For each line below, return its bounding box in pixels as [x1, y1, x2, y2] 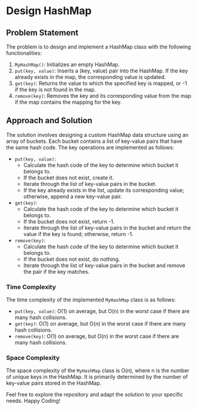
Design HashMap [6, 4, 92, 18]
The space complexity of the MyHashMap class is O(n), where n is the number [6, 367, 190, 374]
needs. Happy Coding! [6, 397, 61, 405]
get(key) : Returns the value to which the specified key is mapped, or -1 [14, 80, 187, 87]
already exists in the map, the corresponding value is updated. [14, 74, 166, 80]
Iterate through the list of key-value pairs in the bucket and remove [23, 261, 185, 269]
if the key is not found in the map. [14, 86, 96, 93]
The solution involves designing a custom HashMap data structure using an [6, 131, 189, 138]
